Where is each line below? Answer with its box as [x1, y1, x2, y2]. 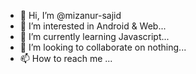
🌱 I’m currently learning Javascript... [19, 31, 170, 42]
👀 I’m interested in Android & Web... [19, 20, 167, 32]
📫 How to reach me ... [19, 53, 113, 64]
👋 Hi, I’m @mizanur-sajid [19, 10, 122, 21]
